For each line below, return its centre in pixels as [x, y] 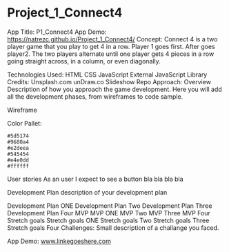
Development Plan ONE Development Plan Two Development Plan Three [110, 206]
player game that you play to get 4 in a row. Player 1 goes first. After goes [111, 46]
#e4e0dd [18, 160]
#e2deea [18, 148]
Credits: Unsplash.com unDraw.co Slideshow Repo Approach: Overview [109, 81]
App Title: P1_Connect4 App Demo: [57, 32]
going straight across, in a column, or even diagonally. [84, 61]
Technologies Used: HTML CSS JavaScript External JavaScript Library [107, 75]
